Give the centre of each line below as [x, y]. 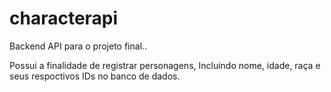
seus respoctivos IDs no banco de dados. [95, 76]
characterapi [64, 18]
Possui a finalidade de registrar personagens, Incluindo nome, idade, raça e [165, 65]
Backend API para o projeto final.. [78, 46]
